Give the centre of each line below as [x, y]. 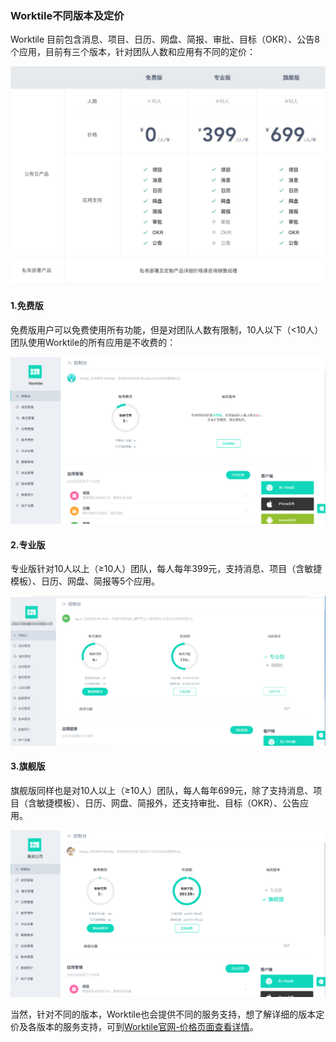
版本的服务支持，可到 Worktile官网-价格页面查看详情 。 [147, 1027]
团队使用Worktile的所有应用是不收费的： [93, 342]
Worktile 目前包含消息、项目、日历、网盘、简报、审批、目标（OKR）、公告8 [165, 39]
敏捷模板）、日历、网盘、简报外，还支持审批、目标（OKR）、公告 [168, 803]
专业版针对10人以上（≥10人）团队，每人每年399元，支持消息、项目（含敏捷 [166, 569]
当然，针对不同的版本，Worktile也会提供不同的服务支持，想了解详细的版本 [163, 1014]
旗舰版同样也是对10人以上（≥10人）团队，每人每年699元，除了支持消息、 [162, 791]
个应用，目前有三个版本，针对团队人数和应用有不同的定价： [133, 52]
